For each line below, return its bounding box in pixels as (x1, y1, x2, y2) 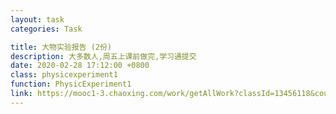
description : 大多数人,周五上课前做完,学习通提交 (10, 51, 197, 61)
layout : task (10, 14, 65, 25)
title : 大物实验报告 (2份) (10, 42, 112, 52)
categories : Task (10, 24, 83, 34)
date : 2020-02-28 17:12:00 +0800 (10, 61, 150, 71)
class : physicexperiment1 (10, 70, 118, 80)
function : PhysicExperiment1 (10, 79, 132, 90)
